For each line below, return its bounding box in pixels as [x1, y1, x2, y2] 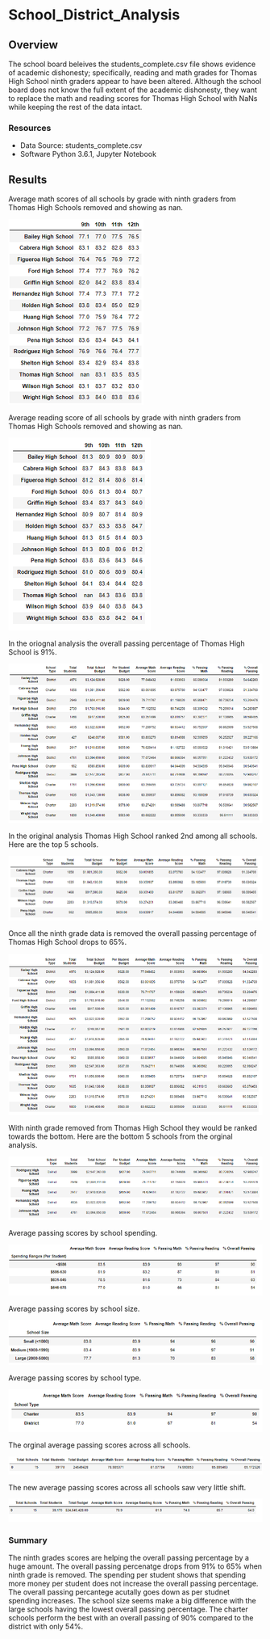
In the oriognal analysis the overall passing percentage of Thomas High [8, 638, 245, 648]
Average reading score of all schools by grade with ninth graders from [8, 413, 242, 423]
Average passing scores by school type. [8, 1372, 142, 1383]
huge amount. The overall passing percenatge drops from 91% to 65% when [8, 1561, 263, 1571]
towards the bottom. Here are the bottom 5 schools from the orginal [8, 1131, 233, 1141]
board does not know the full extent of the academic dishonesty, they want [8, 85, 258, 95]
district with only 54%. [8, 1621, 83, 1631]
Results [8, 172, 48, 187]
